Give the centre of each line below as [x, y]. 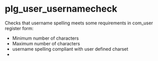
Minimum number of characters [46, 38]
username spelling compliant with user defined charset [70, 49]
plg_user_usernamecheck [61, 9]
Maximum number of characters [46, 43]
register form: [19, 28]
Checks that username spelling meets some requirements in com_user [79, 23]
